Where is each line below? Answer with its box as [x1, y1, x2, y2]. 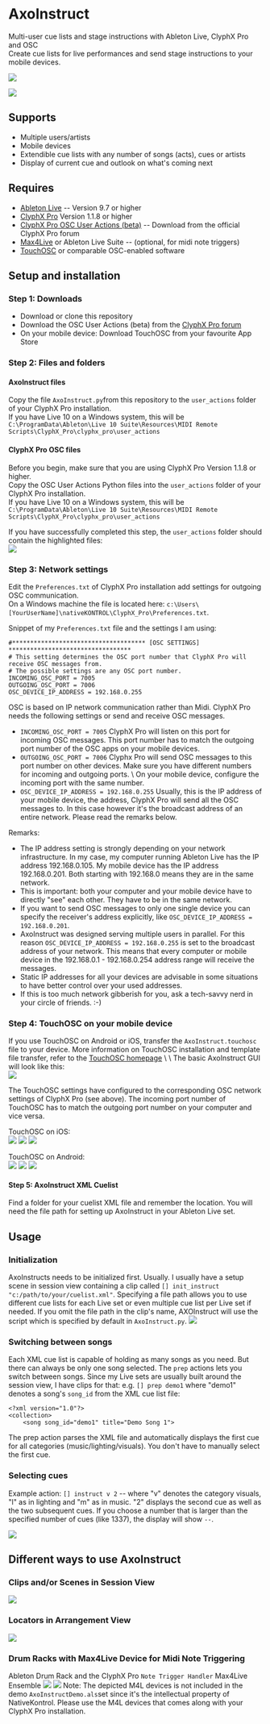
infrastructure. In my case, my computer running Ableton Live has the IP [19, 852, 260, 861]
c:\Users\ [166, 600, 200, 609]
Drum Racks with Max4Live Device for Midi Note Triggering [8, 1652, 246, 1664]
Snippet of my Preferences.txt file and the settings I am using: [8, 623, 217, 633]
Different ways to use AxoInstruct [8, 1553, 181, 1567]
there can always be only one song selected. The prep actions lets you [8, 1364, 243, 1373]
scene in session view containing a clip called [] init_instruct [8, 1281, 220, 1291]
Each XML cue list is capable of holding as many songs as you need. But [8, 1355, 249, 1364]
